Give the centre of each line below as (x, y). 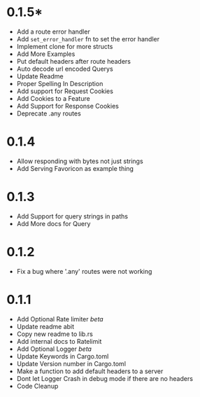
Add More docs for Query (53, 223)
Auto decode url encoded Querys (65, 69)
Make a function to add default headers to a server (90, 371)
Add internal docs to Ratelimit (59, 341)
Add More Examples (46, 54)
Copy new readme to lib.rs (55, 334)
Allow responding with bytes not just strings (80, 161)
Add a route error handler (53, 32)
